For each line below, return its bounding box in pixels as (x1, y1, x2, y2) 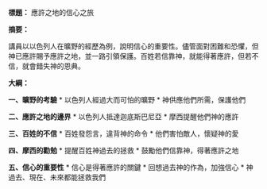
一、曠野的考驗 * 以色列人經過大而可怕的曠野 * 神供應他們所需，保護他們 (8, 95, 246, 104)
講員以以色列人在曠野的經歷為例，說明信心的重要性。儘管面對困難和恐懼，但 (8, 41, 259, 51)
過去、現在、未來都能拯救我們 (8, 172, 106, 182)
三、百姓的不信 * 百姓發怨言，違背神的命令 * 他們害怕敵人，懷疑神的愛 (8, 129, 239, 138)
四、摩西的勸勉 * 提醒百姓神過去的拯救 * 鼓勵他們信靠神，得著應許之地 (8, 146, 239, 155)
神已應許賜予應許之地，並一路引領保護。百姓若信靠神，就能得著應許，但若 (8, 52, 252, 60)
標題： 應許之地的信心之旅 (8, 8, 94, 17)
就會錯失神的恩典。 (21, 61, 85, 71)
